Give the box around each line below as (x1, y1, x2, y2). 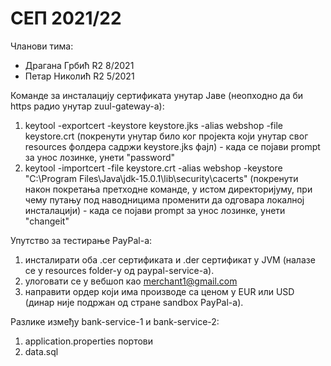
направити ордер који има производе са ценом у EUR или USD (24, 285, 295, 297)
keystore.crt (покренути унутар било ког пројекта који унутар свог (24, 130, 309, 142)
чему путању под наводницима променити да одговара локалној (24, 193, 305, 206)
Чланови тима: (10, 40, 74, 52)
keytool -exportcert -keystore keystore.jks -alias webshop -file (24, 119, 283, 131)
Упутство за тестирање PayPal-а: (10, 234, 153, 246)
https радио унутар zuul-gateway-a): (10, 100, 165, 112)
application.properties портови (24, 335, 154, 347)
